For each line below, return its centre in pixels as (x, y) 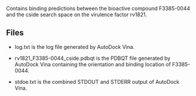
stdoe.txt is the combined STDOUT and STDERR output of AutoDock (97, 81)
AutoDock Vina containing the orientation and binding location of (93, 64)
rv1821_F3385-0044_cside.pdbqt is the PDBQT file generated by (92, 58)
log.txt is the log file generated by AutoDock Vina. (74, 47)
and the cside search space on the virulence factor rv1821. (77, 15)
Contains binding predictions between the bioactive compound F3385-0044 (98, 8)
